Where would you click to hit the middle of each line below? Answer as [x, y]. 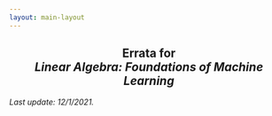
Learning [149, 81]
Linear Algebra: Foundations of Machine [149, 67]
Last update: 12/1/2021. [52, 102]
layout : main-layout [47, 17]
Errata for [149, 54]
